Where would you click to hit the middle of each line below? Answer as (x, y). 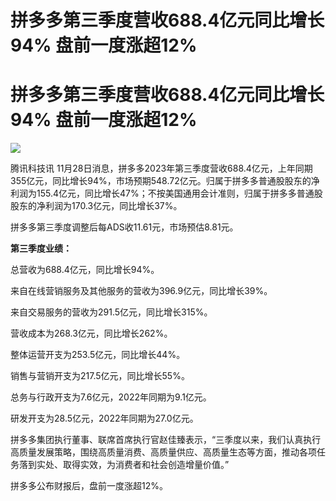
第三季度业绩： (41, 248)
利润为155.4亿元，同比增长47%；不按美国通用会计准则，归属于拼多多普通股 (166, 193)
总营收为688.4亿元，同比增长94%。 (85, 270)
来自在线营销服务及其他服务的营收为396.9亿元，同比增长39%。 (141, 291)
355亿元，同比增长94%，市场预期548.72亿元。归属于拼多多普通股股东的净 (165, 181)
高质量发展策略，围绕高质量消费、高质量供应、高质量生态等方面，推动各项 (163, 452)
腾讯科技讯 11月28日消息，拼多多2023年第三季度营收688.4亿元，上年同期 (161, 168)
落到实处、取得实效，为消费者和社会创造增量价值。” (124, 465)
